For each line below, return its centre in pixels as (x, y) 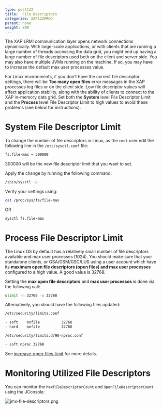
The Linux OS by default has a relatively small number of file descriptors (77, 251)
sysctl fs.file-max (25, 218)
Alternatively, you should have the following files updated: (63, 305)
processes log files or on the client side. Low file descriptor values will (75, 87)
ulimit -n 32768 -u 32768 (31, 295)
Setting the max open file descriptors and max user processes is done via (80, 281)
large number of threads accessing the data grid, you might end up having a (81, 52)
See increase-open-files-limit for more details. (51, 353)
